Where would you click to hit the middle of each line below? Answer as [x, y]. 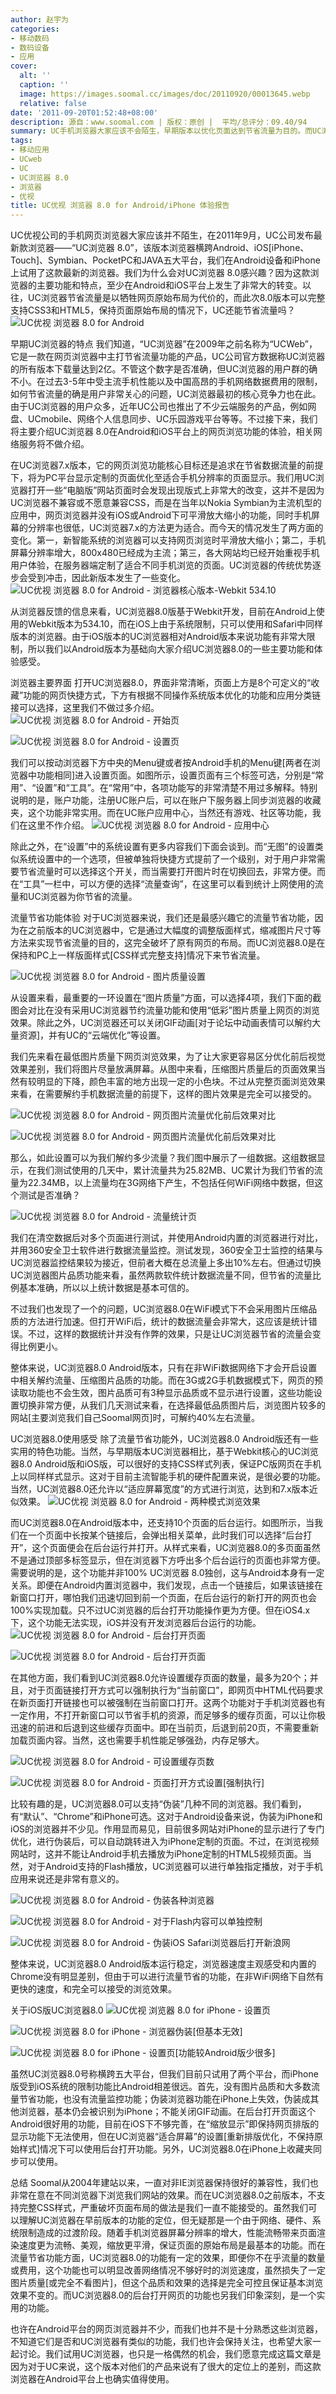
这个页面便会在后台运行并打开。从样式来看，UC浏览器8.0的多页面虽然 [176, 1548]
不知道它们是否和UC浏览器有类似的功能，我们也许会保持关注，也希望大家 [161, 2342]
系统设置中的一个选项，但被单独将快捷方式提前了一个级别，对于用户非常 [167, 859]
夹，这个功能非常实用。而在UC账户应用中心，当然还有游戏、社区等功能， [161, 813]
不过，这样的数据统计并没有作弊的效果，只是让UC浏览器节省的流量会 [170, 1334]
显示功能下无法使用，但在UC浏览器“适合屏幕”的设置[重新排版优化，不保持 [162, 2137]
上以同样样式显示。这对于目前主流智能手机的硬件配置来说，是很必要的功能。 [168, 1477]
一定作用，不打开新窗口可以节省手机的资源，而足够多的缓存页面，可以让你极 [168, 1715]
